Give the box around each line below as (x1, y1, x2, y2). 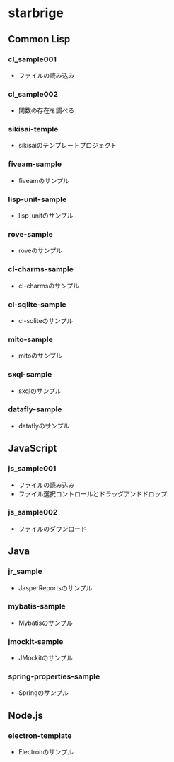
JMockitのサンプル (18, 654, 74, 662)
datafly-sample (8, 404, 62, 414)
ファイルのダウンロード (18, 524, 87, 533)
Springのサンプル (18, 688, 69, 697)
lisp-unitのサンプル (18, 211, 74, 220)
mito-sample (8, 334, 53, 344)
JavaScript (8, 442, 57, 455)
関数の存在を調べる (18, 106, 75, 115)
